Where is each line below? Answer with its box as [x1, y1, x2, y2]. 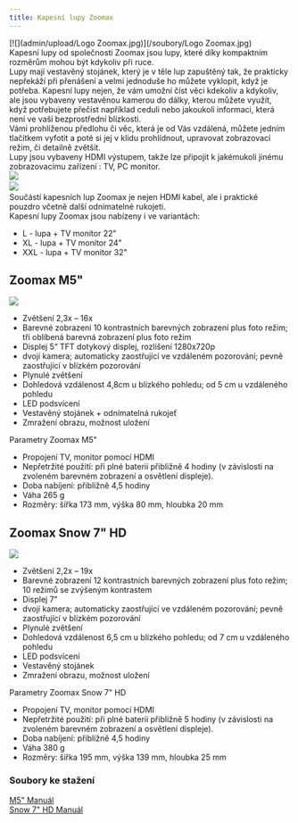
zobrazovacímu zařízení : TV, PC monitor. [9, 161, 161, 171]
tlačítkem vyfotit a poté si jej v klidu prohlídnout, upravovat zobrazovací [9, 132, 271, 143]
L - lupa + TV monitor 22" [21, 228, 118, 238]
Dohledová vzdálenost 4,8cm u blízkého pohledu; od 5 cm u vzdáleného [21, 379, 288, 390]
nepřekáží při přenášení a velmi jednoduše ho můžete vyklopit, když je [9, 75, 269, 86]
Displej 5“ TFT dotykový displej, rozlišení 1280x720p [21, 341, 216, 353]
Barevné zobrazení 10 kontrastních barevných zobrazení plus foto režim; [21, 322, 288, 333]
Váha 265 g [21, 490, 65, 501]
